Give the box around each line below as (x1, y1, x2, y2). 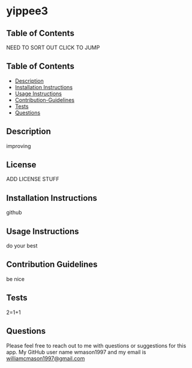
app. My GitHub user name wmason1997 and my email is (6, 348, 146, 355)
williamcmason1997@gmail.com (6, 355, 85, 362)
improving (6, 142, 31, 149)
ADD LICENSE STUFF (6, 176, 59, 183)
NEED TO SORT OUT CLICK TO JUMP (6, 44, 100, 51)
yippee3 (6, 4, 49, 18)
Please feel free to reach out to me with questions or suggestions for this (6, 342, 187, 349)
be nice (6, 275, 25, 282)
